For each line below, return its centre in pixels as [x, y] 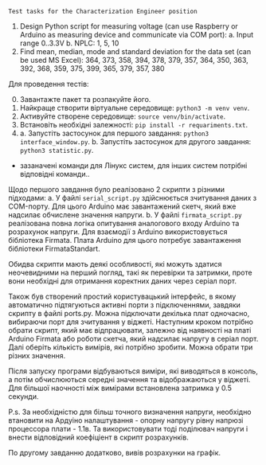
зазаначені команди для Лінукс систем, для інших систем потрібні [133, 166]
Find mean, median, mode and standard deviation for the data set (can [135, 51]
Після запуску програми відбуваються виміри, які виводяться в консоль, [133, 371]
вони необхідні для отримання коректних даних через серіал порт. [123, 281]
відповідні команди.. [55, 174]
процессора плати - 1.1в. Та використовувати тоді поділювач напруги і [128, 429]
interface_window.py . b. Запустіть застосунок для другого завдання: [135, 142]
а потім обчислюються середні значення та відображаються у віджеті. [129, 379]
